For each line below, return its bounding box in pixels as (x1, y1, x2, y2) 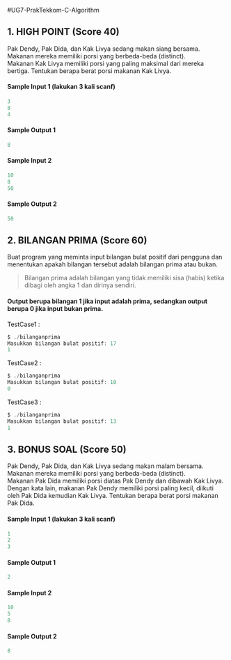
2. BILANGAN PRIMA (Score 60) (7, 234, 148, 246)
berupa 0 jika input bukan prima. (7, 305, 104, 313)
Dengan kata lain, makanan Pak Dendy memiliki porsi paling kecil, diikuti (7, 484, 214, 492)
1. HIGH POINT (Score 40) (7, 26, 120, 38)
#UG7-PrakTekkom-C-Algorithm (7, 6, 99, 14)
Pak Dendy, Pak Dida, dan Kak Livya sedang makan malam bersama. (7, 462, 204, 470)
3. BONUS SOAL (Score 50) (7, 443, 127, 455)
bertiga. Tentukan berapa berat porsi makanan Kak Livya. (7, 66, 172, 75)
